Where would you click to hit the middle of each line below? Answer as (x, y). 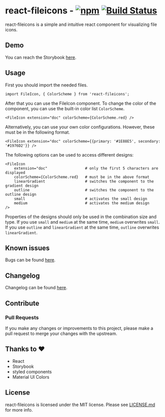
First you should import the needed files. (47, 85)
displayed (15, 172)
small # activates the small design (81, 199)
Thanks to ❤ (25, 349)
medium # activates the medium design (82, 203)
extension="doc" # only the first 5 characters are (86, 168)
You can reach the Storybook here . (41, 57)
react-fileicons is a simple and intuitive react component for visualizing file (81, 24)
